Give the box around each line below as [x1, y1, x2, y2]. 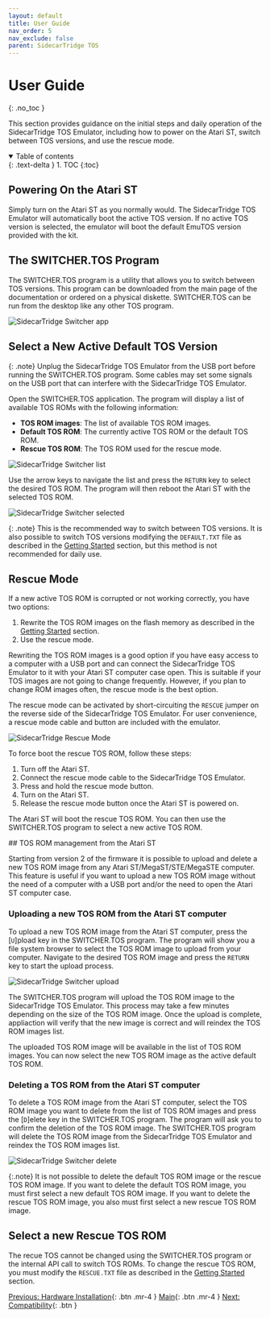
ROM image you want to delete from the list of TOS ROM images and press [8, 1105, 256, 1116]
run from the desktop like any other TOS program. [8, 300, 174, 310]
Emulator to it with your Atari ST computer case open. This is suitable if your [8, 668, 262, 678]
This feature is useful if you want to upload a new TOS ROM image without [8, 871, 256, 881]
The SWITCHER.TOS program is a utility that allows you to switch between [8, 275, 255, 284]
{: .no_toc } [8, 103, 45, 113]
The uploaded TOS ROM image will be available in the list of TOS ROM [8, 1042, 242, 1051]
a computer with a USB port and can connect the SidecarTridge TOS [8, 659, 235, 669]
